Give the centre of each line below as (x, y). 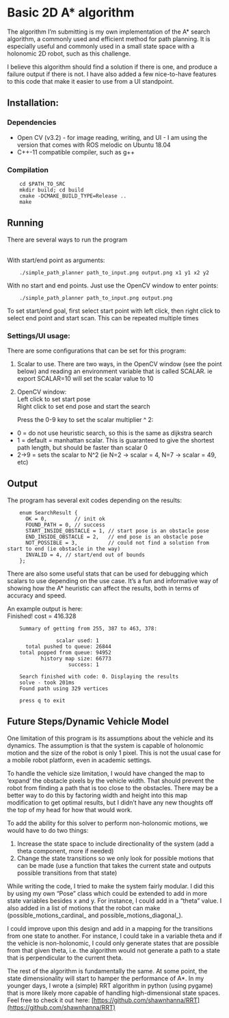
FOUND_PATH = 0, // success (65, 525)
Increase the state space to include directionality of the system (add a (115, 843)
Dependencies (32, 123)
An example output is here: (45, 608)
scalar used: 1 (77, 640)
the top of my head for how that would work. (70, 809)
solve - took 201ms (47, 683)
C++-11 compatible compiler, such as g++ (76, 152)
